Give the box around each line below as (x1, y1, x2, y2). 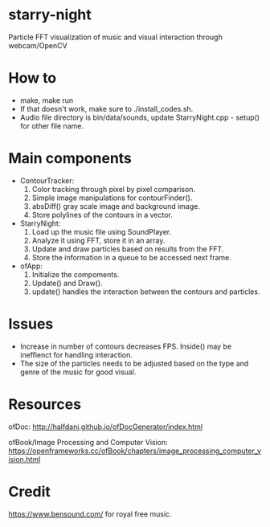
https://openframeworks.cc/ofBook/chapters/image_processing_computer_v (8, 446, 262, 456)
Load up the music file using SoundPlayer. (31, 227, 172, 236)
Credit (8, 482, 51, 500)
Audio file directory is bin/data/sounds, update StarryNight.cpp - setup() (19, 112, 260, 122)
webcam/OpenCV (8, 40, 67, 50)
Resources (8, 395, 82, 413)
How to (8, 69, 57, 88)
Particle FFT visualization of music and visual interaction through (8, 32, 223, 42)
